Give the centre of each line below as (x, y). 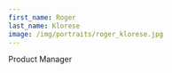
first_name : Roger (42, 17)
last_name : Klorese (44, 26)
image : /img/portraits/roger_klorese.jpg (86, 34)
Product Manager (40, 60)
